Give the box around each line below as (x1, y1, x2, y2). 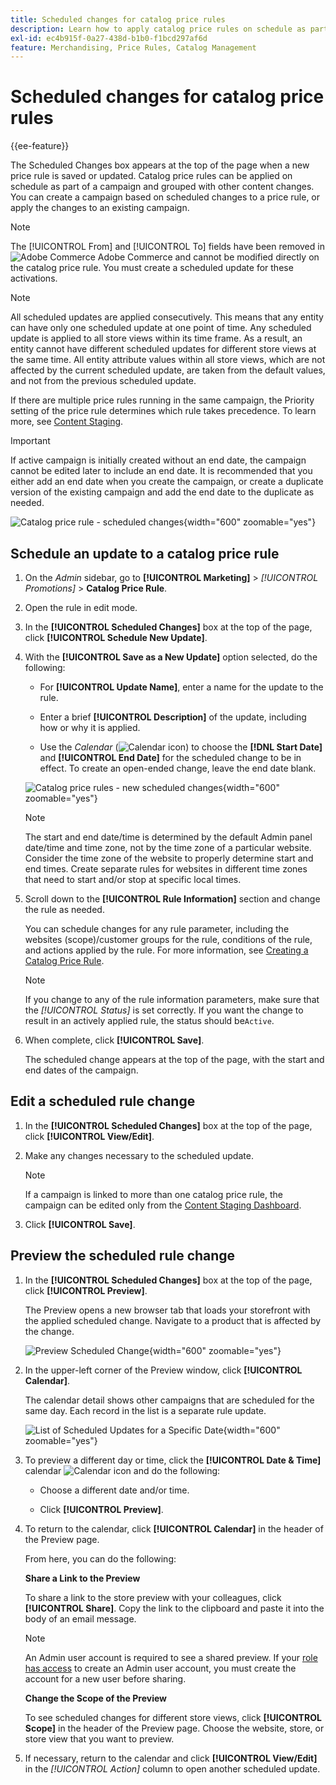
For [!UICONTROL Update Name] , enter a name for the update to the (39, 681, 324, 693)
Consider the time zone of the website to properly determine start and (24, 852, 314, 864)
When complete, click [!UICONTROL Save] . (24, 1034, 205, 1046)
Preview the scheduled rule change (10, 1247, 236, 1265)
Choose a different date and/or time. (39, 1484, 190, 1496)
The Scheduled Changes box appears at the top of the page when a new (10, 159, 310, 171)
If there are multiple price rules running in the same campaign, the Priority (10, 394, 315, 406)
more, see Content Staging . (10, 416, 124, 428)
